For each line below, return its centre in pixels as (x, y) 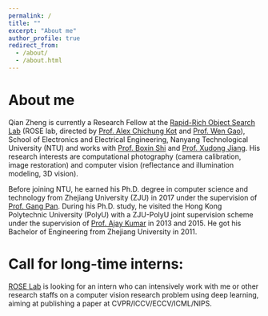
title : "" (25, 23)
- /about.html (39, 61)
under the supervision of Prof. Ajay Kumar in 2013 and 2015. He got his (125, 223)
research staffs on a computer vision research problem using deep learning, (134, 294)
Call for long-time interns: (96, 264)
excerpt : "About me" (43, 30)
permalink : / (30, 16)
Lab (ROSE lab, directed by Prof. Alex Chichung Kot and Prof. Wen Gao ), (127, 131)
